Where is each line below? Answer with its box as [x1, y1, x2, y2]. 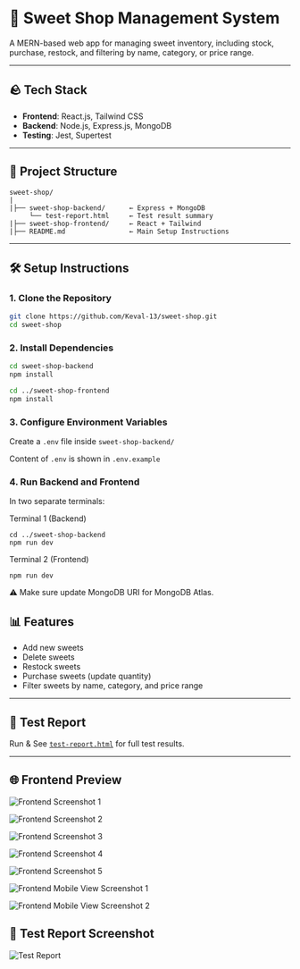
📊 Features [9, 614, 74, 629]
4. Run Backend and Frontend [9, 476, 140, 488]
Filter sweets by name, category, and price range [21, 680, 204, 691]
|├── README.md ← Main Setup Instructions [9, 227, 229, 236]
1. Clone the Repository [9, 291, 112, 304]
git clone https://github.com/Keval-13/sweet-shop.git [9, 312, 218, 321]
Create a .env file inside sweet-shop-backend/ [9, 436, 175, 447]
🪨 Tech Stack [9, 82, 87, 97]
